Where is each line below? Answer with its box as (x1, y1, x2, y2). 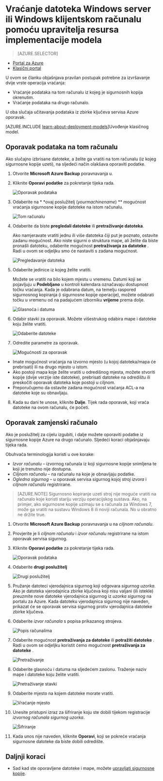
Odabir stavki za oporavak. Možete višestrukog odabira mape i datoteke (12, 316, 157, 322)
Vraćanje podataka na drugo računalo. (12, 99, 90, 105)
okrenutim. (12, 94, 34, 100)
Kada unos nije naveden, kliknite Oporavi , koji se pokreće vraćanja (12, 733, 146, 739)
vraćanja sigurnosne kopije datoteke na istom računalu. (12, 204, 123, 210)
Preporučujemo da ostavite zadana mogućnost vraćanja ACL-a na (12, 384, 145, 390)
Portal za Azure (12, 60, 44, 66)
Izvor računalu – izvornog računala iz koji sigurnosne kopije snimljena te (12, 460, 157, 466)
